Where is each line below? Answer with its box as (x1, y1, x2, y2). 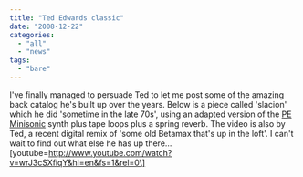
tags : (9, 56, 30, 65)
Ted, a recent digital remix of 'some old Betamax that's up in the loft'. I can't (9, 128, 294, 139)
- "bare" (17, 65, 51, 74)
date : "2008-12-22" (9, 22, 84, 31)
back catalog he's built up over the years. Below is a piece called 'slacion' (9, 99, 287, 109)
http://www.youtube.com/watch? (48, 147, 172, 158)
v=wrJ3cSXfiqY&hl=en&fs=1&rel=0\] (9, 157, 146, 168)
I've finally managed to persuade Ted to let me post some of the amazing (9, 88, 285, 100)
